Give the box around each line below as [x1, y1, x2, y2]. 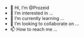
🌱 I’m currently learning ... [10, 15, 65, 21]
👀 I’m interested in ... [10, 10, 53, 16]
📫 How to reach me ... [10, 26, 58, 32]
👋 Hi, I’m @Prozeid [10, 5, 49, 10]
